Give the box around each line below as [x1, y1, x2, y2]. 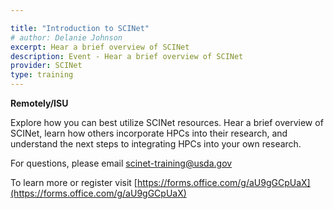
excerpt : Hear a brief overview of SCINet [10, 42, 190, 52]
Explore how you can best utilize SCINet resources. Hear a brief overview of [10, 117, 324, 128]
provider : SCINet [10, 61, 83, 71]
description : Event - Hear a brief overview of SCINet [10, 51, 244, 61]
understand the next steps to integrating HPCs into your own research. [10, 138, 302, 150]
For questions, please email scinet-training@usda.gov [10, 157, 233, 169]
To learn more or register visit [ [10, 177, 138, 188]
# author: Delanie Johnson [10, 32, 123, 43]
